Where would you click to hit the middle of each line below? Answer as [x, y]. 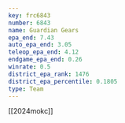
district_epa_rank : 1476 [49, 74]
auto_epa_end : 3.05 [40, 45]
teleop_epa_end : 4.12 [44, 52]
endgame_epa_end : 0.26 [45, 60]
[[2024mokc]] [31, 111]
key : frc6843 [29, 15]
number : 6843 [29, 23]
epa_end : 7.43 [31, 37]
